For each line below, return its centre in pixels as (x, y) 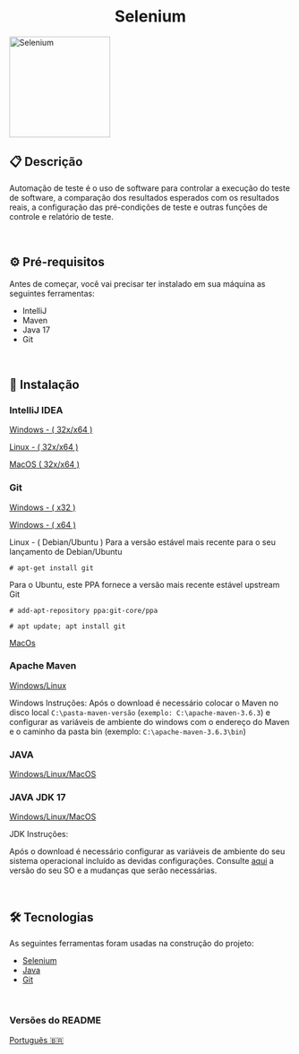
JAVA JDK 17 (38, 798)
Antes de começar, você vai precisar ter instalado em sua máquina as (137, 283)
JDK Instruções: (39, 834)
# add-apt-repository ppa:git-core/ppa (84, 610)
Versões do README (55, 1021)
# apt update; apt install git (68, 626)
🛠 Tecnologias (51, 917)
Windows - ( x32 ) (43, 507)
